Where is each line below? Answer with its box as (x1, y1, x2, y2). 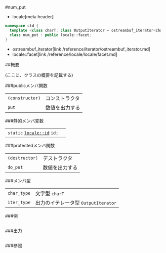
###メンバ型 (5, 177, 31, 183)
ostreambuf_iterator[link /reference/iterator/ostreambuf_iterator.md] (12, 46, 151, 52)
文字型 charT (35, 190, 64, 197)
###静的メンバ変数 (5, 118, 44, 124)
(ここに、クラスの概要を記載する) (5, 72, 73, 78)
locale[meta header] (12, 14, 54, 19)
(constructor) (7, 95, 41, 101)
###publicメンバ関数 (5, 83, 48, 88)
